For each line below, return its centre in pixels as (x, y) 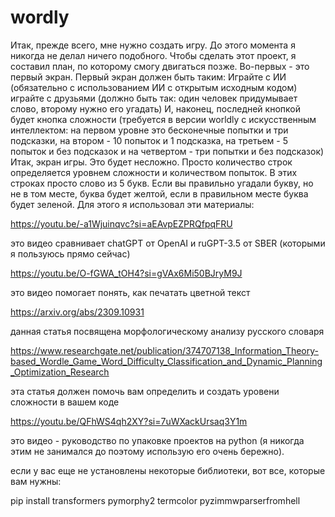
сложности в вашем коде (65, 402)
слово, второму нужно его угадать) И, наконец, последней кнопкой (155, 108)
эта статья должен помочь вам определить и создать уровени (145, 391)
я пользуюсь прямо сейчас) (70, 253)
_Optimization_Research (60, 372)
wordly (40, 17)
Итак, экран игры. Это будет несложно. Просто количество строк (151, 162)
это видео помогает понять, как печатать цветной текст (130, 292)
